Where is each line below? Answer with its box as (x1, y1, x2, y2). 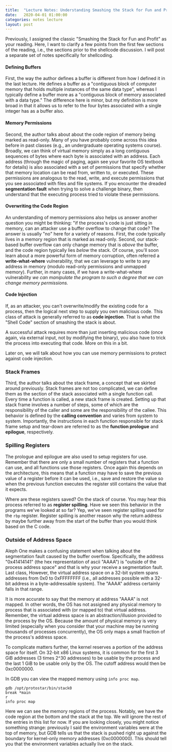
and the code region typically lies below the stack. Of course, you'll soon (5, 247, 159, 253)
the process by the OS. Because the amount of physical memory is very (5, 618, 157, 624)
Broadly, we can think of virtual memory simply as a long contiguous (5, 147, 150, 154)
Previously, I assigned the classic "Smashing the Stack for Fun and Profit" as (5, 36, 167, 42)
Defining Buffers (5, 64, 41, 70)
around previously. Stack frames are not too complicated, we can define (5, 385, 158, 391)
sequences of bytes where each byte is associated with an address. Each (5, 153, 160, 159)
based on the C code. (5, 523, 51, 529)
